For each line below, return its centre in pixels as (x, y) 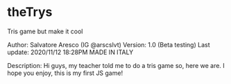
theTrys (30, 12)
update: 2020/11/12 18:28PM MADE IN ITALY (70, 52)
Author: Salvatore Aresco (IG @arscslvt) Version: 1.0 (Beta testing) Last (109, 44)
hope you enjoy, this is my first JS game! (65, 73)
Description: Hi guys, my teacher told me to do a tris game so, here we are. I (116, 65)
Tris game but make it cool (45, 31)
